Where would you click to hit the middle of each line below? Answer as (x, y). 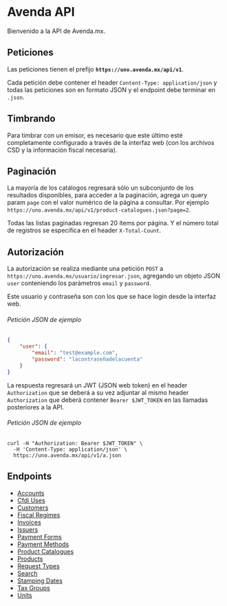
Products (30, 559)
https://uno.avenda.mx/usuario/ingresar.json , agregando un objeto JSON (114, 276)
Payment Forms (39, 537)
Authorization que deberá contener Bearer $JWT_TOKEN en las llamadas (108, 400)
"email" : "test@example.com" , (75, 353)
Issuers (28, 529)
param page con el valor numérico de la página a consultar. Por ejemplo (108, 203)
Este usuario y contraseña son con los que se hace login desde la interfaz (112, 297)
